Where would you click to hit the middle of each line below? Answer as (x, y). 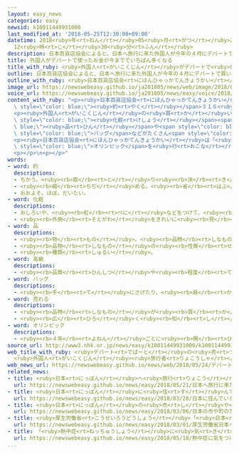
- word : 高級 (26, 259)
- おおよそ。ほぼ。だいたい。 (52, 193)
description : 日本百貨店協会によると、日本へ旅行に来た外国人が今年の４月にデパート (118, 54)
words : (17, 160)
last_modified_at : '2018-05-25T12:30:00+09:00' (79, 34)
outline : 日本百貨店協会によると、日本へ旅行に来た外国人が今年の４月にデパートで (114, 73)
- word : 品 (23, 226)
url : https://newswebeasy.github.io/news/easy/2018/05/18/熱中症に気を (119, 438)
